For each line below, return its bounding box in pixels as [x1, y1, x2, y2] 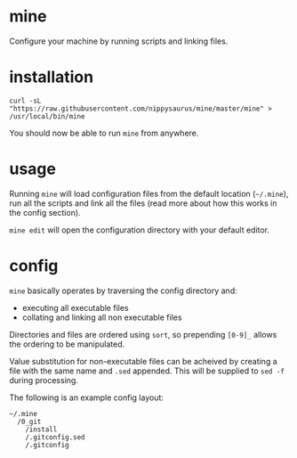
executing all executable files [21, 302, 129, 313]
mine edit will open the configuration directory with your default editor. [9, 225, 269, 235]
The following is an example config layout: [9, 392, 165, 403]
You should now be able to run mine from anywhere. [9, 127, 199, 138]
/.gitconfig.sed [25, 432, 86, 442]
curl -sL [9, 96, 42, 105]
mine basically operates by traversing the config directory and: [9, 285, 237, 296]
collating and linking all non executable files [21, 312, 182, 323]
